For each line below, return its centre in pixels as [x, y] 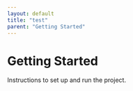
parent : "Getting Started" [46, 26]
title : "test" [28, 20]
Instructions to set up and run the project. [67, 80]
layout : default [31, 14]
